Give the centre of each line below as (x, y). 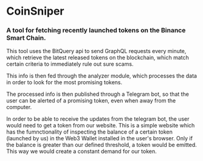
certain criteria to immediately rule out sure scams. (70, 64)
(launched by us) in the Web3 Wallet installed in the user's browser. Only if (100, 138)
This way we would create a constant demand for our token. (81, 151)
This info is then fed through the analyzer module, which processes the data (102, 76)
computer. (19, 107)
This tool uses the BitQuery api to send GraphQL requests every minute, (96, 51)
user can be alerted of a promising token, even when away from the (91, 101)
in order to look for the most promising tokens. (64, 82)
